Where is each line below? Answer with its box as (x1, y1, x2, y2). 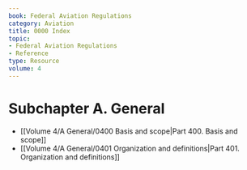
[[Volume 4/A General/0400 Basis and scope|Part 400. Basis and (19, 126, 238, 136)
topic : (8, 34, 31, 43)
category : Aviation (8, 19, 75, 28)
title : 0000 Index (8, 27, 70, 35)
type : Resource (8, 57, 60, 66)
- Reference (8, 49, 49, 57)
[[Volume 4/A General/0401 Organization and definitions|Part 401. (19, 143, 241, 153)
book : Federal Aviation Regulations (8, 11, 132, 20)
